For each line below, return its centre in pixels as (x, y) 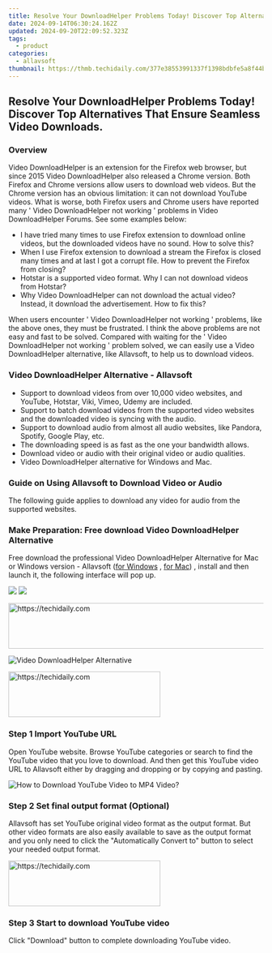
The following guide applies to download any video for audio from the (124, 500)
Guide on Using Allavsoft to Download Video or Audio (115, 483)
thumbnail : (27, 69)
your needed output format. (55, 849)
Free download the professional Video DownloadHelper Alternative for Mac (134, 558)
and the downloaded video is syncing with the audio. (108, 419)
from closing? (43, 269)
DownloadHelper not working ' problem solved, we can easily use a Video (132, 346)
